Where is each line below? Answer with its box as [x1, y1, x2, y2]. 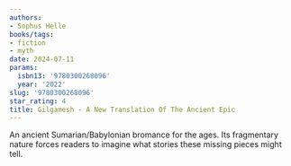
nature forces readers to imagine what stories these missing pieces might [9, 139, 282, 150]
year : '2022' [17, 80, 67, 89]
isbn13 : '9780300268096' [17, 72, 111, 81]
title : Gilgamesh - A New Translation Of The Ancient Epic [9, 105, 236, 114]
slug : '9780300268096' [9, 88, 95, 97]
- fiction [9, 38, 47, 48]
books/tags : [9, 30, 54, 39]
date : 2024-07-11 [9, 55, 75, 64]
